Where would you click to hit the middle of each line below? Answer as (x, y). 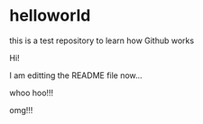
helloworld (50, 16)
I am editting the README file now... (76, 75)
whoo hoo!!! (32, 93)
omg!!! (21, 110)
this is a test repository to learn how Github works (102, 40)
